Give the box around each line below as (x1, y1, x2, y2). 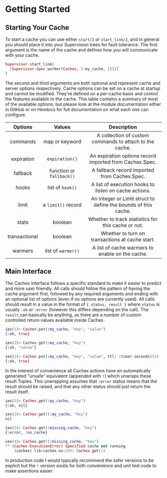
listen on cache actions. (95, 187, 151, 194)
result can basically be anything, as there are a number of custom (5, 312, 142, 318)
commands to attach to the (91, 138, 155, 145)
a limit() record (43, 201, 82, 208)
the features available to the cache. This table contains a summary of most (5, 96, 158, 102)
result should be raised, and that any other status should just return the (5, 383, 151, 389)
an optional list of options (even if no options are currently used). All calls (5, 296, 155, 302)
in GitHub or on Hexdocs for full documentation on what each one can (5, 106, 149, 112)
